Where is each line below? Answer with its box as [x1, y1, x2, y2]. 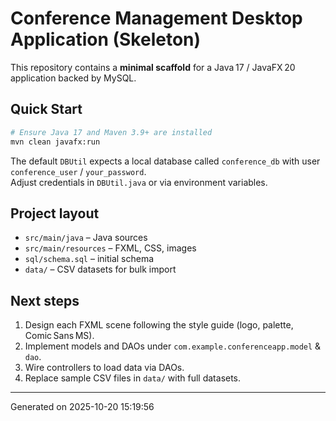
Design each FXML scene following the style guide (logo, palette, [24, 319, 294, 331]
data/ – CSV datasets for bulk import [24, 263, 177, 276]
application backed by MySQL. [10, 72, 137, 84]
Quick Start [10, 101, 83, 118]
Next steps [10, 292, 80, 309]
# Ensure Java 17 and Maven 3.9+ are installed [10, 127, 213, 137]
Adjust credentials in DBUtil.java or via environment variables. [10, 176, 268, 188]
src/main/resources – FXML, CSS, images [24, 242, 197, 254]
